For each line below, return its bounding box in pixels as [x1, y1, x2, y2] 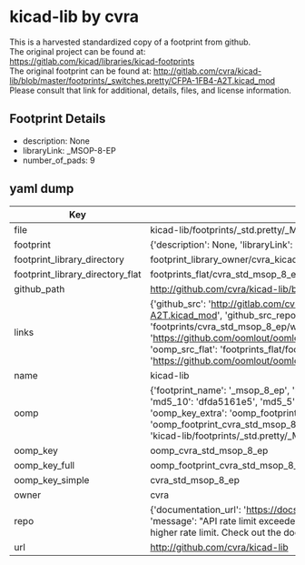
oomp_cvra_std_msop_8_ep [149, 444, 269, 457]
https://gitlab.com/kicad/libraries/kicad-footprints [9, 55, 195, 66]
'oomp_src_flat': [149, 343, 218, 356]
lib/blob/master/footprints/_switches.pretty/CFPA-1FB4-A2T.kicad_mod [9, 75, 275, 86]
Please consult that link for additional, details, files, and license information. [9, 85, 292, 96]
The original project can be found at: [9, 45, 146, 56]
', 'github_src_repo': [217, 308, 301, 321]
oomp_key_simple [14, 473, 90, 486]
